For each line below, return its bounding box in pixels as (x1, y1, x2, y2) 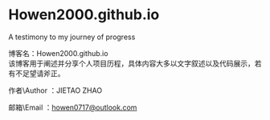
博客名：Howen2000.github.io (8, 48, 108, 58)
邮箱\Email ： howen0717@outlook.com (8, 102, 137, 112)
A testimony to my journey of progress (8, 32, 136, 42)
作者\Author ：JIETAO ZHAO (8, 86, 103, 95)
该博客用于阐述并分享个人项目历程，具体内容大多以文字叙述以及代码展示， (8, 58, 255, 68)
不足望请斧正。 (14, 68, 65, 78)
